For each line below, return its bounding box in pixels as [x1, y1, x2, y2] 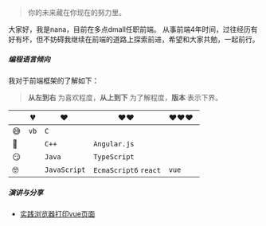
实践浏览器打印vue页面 [19, 208, 96, 218]
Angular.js [92, 139, 135, 148]
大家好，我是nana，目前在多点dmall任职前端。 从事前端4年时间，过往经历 [8, 25, 251, 34]
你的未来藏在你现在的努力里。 [27, 8, 126, 17]
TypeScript [92, 152, 135, 162]
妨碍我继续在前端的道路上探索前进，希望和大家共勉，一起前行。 [49, 35, 260, 44]
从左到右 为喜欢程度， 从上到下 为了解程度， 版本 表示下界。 [27, 92, 223, 102]
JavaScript [45, 165, 86, 174]
